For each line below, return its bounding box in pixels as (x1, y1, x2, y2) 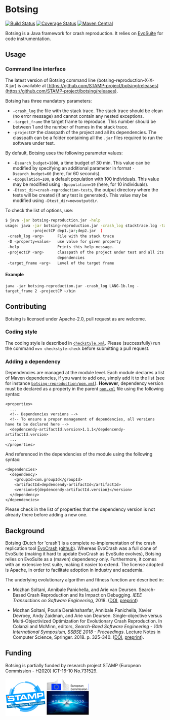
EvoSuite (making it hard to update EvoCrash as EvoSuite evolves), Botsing (5, 550, 161, 557)
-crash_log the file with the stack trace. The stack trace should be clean (12, 108, 163, 114)
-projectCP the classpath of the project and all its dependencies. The (12, 129, 157, 135)
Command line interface (5, 66, 66, 73)
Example (5, 272, 24, 278)
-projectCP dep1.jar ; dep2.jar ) (32, 228, 103, 234)
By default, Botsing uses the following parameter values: (5, 150, 123, 156)
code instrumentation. (5, 36, 52, 42)
